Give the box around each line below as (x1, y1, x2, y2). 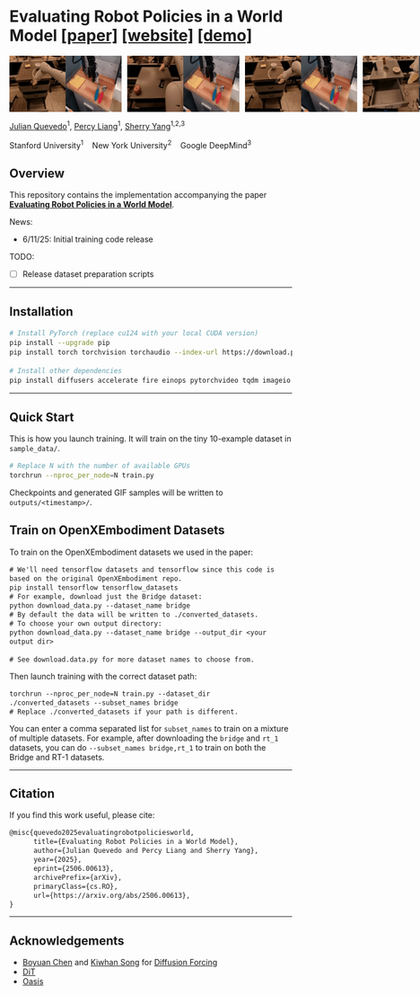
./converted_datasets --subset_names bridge (9, 698, 179, 707)
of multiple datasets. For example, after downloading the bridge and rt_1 (9, 733, 279, 743)
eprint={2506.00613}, (32, 865, 115, 874)
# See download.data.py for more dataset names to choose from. (9, 654, 255, 664)
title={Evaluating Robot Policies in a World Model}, (32, 838, 240, 847)
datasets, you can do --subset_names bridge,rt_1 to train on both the (9, 742, 267, 752)
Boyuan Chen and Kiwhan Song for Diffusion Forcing (22, 957, 218, 968)
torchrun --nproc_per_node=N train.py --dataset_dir (9, 689, 211, 698)
